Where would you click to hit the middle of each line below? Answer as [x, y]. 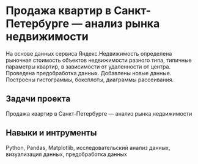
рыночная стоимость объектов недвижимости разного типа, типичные [99, 60]
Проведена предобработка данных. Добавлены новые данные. [89, 73]
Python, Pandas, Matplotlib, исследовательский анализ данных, [88, 147]
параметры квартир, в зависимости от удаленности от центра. [88, 66]
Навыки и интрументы [51, 133]
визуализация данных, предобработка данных [67, 154]
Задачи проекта [38, 99]
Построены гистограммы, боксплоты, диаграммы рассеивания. [90, 80]
